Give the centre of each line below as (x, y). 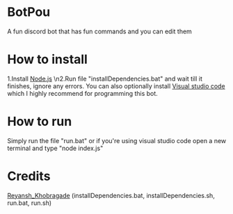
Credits (29, 176)
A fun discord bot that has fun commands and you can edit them (100, 31)
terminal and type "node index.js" (55, 148)
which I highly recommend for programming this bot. (82, 93)
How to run (40, 122)
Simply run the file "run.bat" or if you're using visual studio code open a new (117, 140)
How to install (48, 59)
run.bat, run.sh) (30, 203)
